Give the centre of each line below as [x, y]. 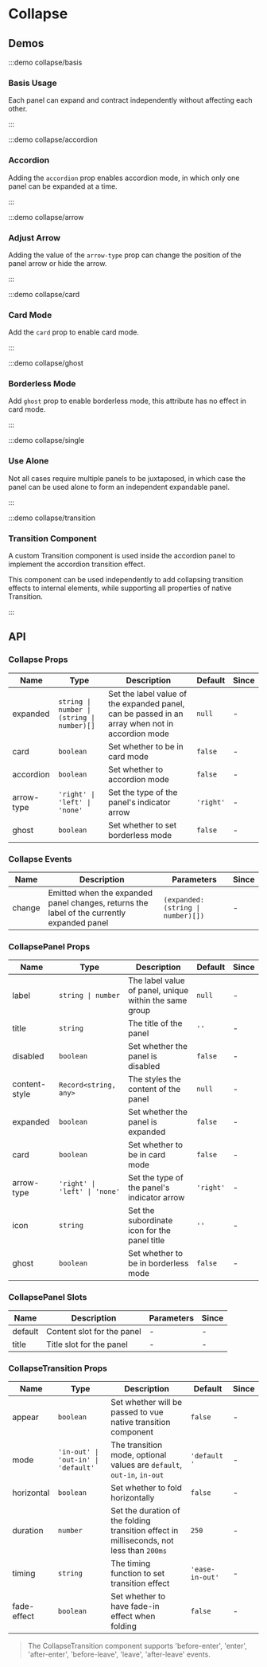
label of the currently [87, 913]
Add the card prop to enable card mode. [74, 332]
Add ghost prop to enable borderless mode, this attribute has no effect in [127, 401]
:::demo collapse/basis [45, 62]
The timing [131, 1563]
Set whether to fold [147, 1488]
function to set [138, 1573]
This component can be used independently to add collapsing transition [126, 580]
